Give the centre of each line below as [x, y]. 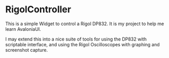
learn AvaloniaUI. [23, 29]
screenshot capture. [27, 50]
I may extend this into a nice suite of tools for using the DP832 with [76, 39]
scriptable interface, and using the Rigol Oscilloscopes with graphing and [82, 44]
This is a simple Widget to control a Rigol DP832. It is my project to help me [85, 24]
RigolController [38, 9]
